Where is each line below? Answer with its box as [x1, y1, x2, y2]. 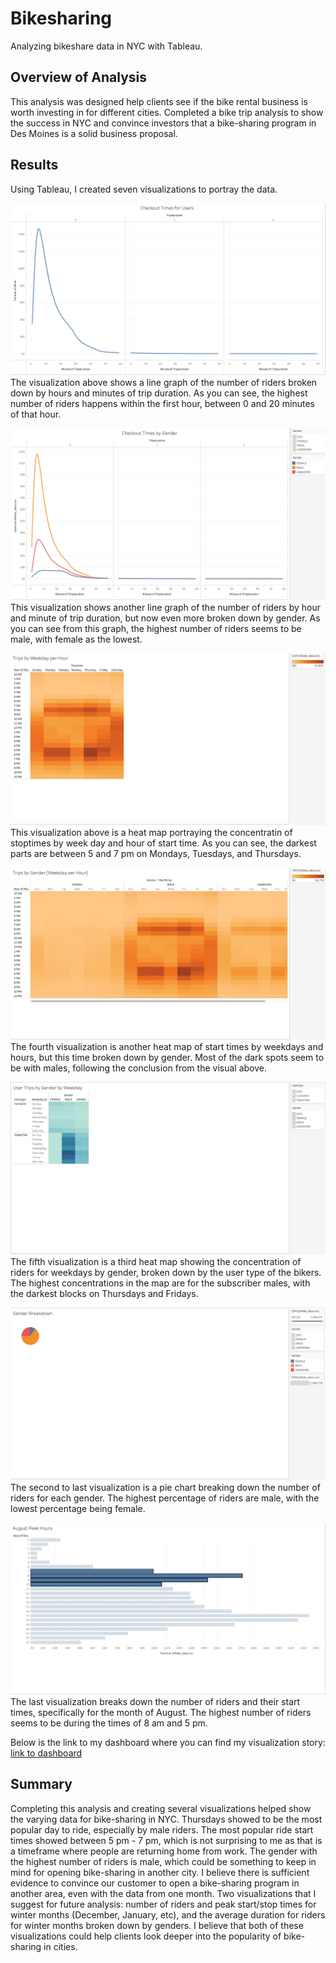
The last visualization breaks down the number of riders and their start [10, 1695, 301, 1707]
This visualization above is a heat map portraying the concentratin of [10, 826, 293, 838]
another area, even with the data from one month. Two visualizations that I [10, 1887, 317, 1899]
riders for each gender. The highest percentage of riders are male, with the [10, 1492, 320, 1504]
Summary [10, 1776, 73, 1793]
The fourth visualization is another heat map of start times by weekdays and [10, 1040, 324, 1052]
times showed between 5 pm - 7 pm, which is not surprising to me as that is [10, 1834, 323, 1846]
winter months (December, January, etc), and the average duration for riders [10, 1908, 326, 1921]
